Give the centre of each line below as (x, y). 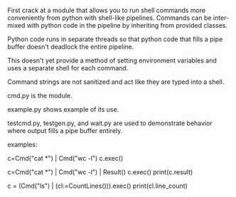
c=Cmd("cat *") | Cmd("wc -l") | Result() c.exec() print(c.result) (100, 172)
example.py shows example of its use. (63, 109)
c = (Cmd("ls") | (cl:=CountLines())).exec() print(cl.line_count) (98, 186)
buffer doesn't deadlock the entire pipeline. (71, 47)
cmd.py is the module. (40, 96)
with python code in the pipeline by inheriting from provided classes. (127, 25)
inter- (221, 18)
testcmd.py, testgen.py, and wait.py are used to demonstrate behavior (110, 123)
